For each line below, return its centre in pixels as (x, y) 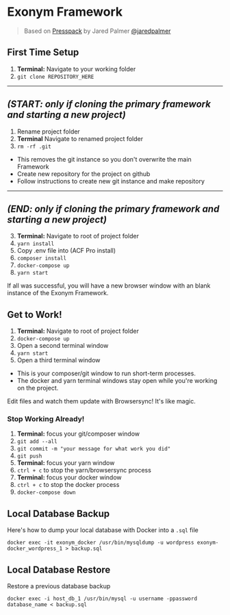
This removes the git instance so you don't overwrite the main (104, 159)
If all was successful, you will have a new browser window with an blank (109, 286)
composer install (42, 259)
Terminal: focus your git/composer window (78, 434)
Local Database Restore (59, 569)
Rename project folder (48, 131)
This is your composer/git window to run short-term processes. (106, 373)
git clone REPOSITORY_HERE (55, 77)
